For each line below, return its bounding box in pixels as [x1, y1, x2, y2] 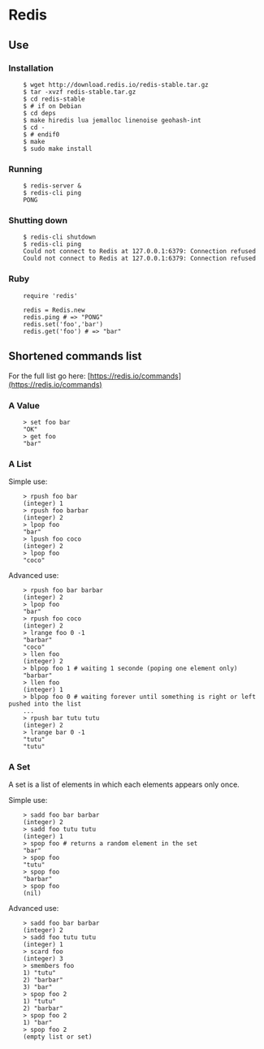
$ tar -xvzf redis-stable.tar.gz [23, 88, 136, 96]
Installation [8, 63, 54, 74]
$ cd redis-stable [23, 95, 85, 103]
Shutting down [8, 215, 67, 227]
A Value [8, 399, 41, 411]
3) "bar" [23, 983, 53, 991]
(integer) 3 [23, 955, 63, 963]
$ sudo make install [23, 145, 93, 153]
